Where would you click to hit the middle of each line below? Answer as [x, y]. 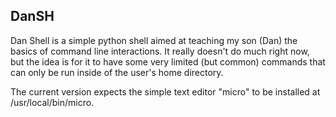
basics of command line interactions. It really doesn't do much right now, [160, 51]
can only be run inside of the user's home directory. [117, 72]
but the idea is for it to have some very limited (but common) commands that [168, 61]
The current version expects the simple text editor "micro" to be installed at [165, 91]
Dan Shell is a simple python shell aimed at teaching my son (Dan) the [154, 40]
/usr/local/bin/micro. [52, 102]
